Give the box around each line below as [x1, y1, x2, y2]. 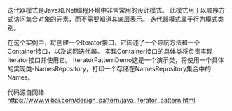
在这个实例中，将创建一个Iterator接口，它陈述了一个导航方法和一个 [7, 38, 200, 47]
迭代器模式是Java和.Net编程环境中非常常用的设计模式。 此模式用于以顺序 [7, 6, 219, 14]
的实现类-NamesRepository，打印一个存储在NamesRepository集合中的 [7, 65, 212, 73]
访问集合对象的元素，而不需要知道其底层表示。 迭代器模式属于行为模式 [13, 15, 218, 23]
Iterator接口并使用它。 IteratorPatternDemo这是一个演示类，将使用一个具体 [7, 56, 224, 64]
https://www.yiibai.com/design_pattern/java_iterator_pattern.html [7, 96, 196, 104]
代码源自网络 [7, 88, 44, 96]
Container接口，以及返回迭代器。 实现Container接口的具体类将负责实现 [7, 47, 213, 55]
